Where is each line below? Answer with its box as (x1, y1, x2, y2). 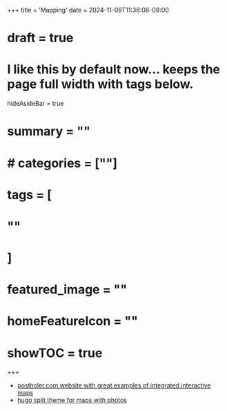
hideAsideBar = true (7, 100, 64, 108)
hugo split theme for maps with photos (17, 396, 128, 404)
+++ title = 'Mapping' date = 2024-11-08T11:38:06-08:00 (7, 6, 169, 14)
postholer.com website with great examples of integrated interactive (17, 381, 211, 390)
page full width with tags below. (7, 76, 194, 92)
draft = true (7, 30, 74, 46)
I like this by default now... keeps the (7, 62, 221, 77)
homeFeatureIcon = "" (7, 313, 138, 329)
